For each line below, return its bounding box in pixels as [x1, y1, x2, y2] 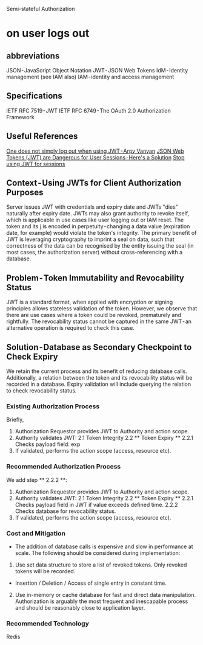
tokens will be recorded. [15, 567, 76, 574]
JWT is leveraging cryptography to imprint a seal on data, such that [6, 235, 175, 243]
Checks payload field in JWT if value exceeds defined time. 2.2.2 [15, 501, 178, 508]
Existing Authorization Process [6, 402, 100, 410]
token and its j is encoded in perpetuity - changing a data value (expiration [6, 223, 190, 230]
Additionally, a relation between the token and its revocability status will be [6, 374, 193, 382]
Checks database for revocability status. [15, 507, 116, 515]
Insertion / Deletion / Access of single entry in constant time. [15, 579, 167, 587]
